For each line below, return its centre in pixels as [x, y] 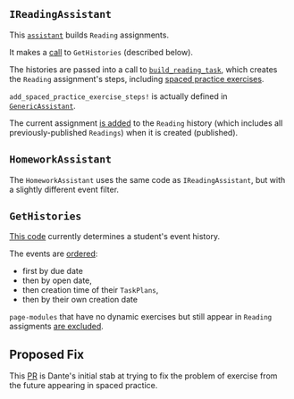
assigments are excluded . [57, 327]
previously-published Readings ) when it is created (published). [124, 132]
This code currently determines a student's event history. [115, 237]
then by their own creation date [80, 300]
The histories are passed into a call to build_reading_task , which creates [143, 69]
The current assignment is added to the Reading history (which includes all [146, 123]
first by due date [52, 271]
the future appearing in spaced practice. [84, 386]
